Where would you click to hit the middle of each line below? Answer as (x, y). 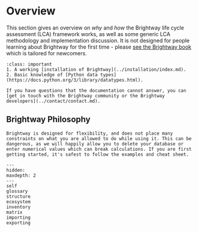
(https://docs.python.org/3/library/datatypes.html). (75, 80)
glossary (17, 191)
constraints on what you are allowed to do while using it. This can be (99, 139)
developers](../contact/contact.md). (53, 101)
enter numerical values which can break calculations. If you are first (99, 149)
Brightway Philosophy (49, 119)
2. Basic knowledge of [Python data (52, 75)
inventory (19, 207)
